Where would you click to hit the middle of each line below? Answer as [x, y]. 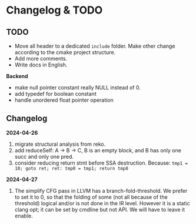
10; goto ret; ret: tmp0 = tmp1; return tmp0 [71, 168]
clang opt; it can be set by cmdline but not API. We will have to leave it [100, 209]
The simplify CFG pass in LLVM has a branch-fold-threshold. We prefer [101, 190]
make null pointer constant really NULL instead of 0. [78, 88]
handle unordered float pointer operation [64, 100]
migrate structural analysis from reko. [60, 144]
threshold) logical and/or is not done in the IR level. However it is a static [102, 203]
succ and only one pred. [44, 156]
